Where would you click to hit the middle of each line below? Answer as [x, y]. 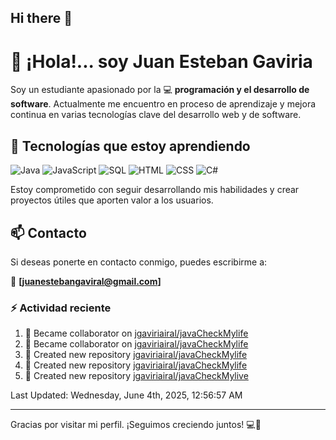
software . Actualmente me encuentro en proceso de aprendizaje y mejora [163, 104]
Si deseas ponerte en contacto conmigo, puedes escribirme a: [139, 262]
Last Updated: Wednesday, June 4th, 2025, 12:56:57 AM [126, 395]
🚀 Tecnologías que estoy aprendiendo [130, 146]
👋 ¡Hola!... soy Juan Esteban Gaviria [161, 61]
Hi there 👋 [41, 18]
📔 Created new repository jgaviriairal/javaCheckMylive [136, 376]
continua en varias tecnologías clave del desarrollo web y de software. [156, 115]
